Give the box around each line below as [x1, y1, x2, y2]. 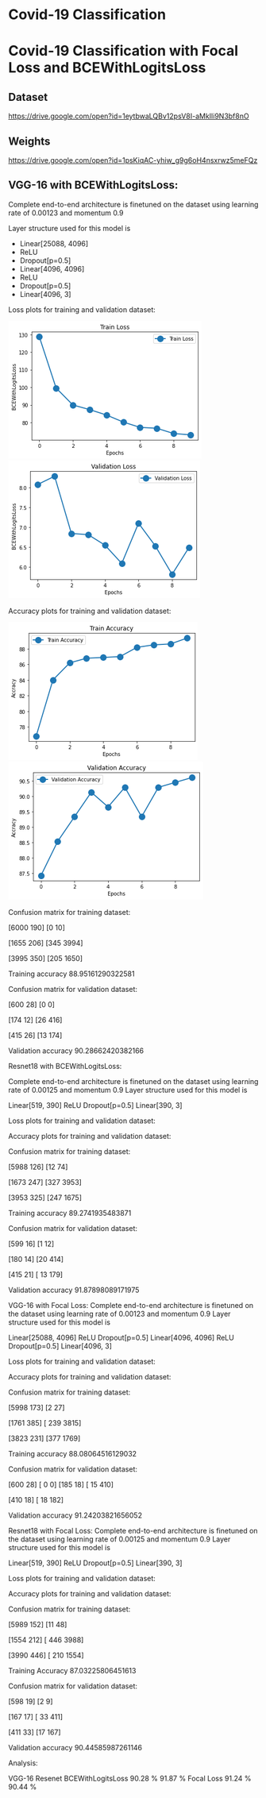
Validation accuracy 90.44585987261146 [8, 1742, 143, 1752]
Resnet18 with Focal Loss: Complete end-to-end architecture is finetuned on [8, 1526, 258, 1535]
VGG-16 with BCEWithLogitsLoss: [8, 179, 179, 192]
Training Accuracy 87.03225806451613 [8, 1665, 137, 1675]
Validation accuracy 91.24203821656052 [8, 1511, 143, 1520]
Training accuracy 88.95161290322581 [8, 969, 135, 978]
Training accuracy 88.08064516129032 [8, 1449, 137, 1458]
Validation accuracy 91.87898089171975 [8, 1285, 140, 1294]
